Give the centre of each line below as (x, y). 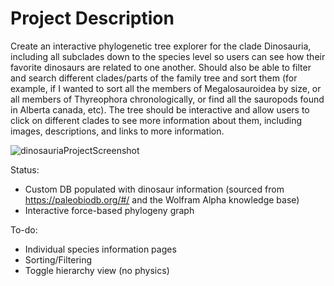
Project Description (92, 18)
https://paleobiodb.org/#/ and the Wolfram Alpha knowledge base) (162, 199)
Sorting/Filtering (58, 259)
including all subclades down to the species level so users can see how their (168, 56)
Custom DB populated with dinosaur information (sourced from (154, 189)
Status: (25, 169)
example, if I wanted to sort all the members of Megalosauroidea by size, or (166, 88)
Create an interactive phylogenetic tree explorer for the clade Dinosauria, (161, 46)
